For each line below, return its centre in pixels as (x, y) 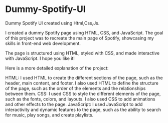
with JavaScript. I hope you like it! (40, 58)
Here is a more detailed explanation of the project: (57, 68)
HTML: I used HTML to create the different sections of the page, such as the (84, 77)
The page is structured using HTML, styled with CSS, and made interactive (82, 53)
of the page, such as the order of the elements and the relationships (75, 88)
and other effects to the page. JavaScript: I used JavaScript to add (74, 104)
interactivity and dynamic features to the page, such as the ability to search (83, 109)
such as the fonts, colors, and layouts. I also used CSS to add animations (80, 99)
